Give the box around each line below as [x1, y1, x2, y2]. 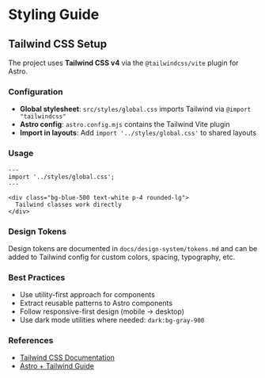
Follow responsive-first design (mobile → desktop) [19, 307, 184, 316]
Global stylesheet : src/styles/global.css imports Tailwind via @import [19, 105, 252, 114]
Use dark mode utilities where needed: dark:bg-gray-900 [19, 315, 205, 325]
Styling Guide [8, 6, 100, 24]
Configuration [8, 86, 63, 97]
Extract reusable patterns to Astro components [19, 299, 172, 308]
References [8, 335, 54, 346]
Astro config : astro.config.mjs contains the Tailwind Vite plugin [19, 120, 231, 129]
